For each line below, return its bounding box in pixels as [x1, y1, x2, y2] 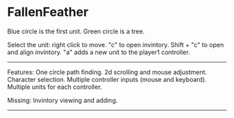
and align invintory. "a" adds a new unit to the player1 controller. [7, 48, 190, 56]
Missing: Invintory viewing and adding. [7, 96, 118, 104]
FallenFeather [7, 4, 89, 20]
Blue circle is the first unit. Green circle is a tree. [7, 27, 145, 35]
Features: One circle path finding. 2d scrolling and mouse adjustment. [7, 67, 208, 76]
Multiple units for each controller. [7, 83, 102, 91]
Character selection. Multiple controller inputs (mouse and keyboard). [7, 75, 207, 83]
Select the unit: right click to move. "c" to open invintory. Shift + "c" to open [7, 40, 224, 49]
